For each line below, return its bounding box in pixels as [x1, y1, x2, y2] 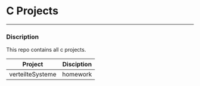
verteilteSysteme [9, 70, 57, 78]
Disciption [62, 60, 92, 69]
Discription [6, 33, 39, 41]
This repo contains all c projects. [6, 46, 86, 53]
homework [62, 70, 92, 78]
